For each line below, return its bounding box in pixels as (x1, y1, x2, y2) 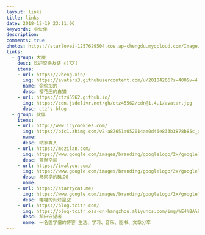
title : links (6, 15, 40, 21)
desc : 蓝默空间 (22, 157, 58, 163)
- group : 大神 (12, 54, 46, 61)
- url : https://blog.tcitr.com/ (17, 203, 99, 209)
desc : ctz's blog (22, 105, 67, 112)
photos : (6, 43, 26, 50)
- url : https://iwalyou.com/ (17, 163, 92, 169)
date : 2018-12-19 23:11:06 (6, 20, 75, 26)
